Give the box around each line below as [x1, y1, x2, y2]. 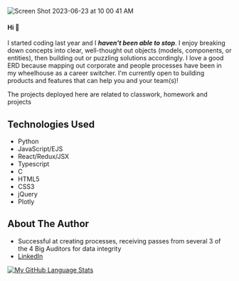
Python [17, 137, 39, 145]
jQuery [17, 190, 38, 199]
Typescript [17, 160, 50, 168]
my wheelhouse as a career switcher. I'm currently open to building [7, 69, 205, 77]
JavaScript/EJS [17, 145, 63, 153]
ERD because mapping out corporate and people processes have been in [7, 61, 222, 70]
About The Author [7, 218, 90, 230]
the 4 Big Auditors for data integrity [17, 244, 122, 253]
